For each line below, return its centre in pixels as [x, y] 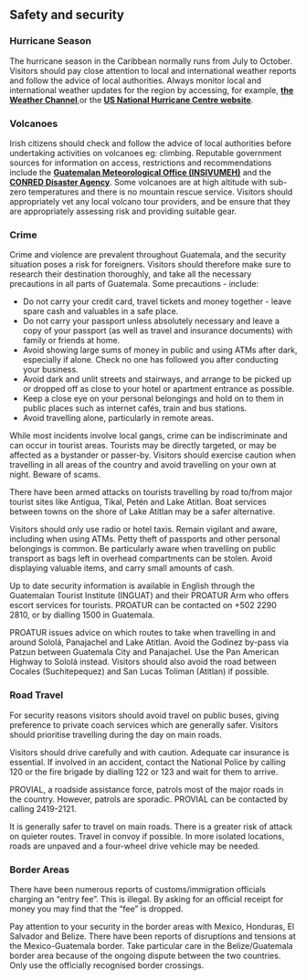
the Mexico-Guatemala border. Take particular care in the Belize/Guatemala [152, 945]
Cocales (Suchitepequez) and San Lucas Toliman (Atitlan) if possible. [139, 671]
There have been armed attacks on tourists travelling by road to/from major [151, 492]
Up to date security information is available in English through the [132, 586]
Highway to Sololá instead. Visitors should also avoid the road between [143, 662]
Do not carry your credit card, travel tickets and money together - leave [157, 301]
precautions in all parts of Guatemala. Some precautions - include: [134, 284]
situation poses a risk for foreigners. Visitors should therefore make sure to [150, 265]
